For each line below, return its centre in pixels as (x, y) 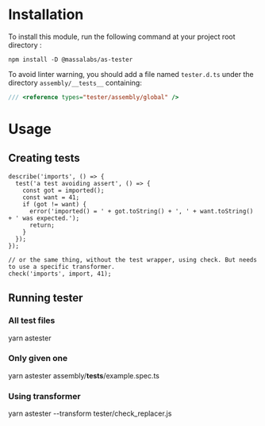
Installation (46, 15)
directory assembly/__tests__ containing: (75, 83)
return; (42, 225)
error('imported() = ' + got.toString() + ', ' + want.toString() (141, 211)
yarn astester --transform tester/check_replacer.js (90, 413)
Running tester (46, 298)
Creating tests (44, 158)
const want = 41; (51, 197)
